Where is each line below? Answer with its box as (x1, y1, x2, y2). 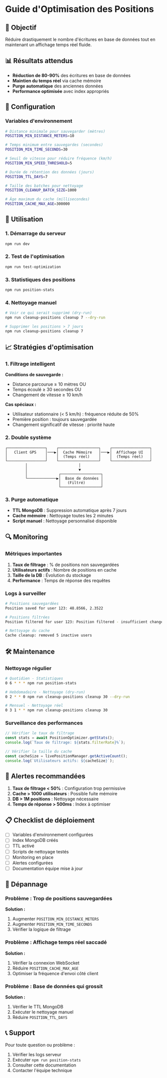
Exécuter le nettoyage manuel (12, 1009, 74, 1015)
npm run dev (5, 241, 30, 247)
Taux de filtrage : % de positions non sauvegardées (12, 562, 119, 568)
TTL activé (12, 843, 35, 849)
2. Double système (5, 434, 51, 441)
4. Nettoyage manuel (5, 299, 57, 306)
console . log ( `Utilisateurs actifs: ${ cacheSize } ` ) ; (5, 758, 114, 763)
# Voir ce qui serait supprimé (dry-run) (5, 311, 92, 316)
